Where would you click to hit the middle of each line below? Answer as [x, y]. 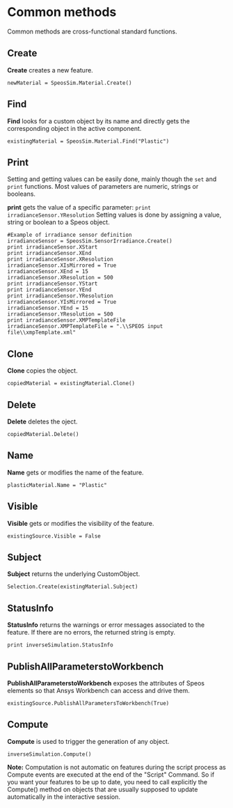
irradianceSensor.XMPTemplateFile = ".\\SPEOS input [85, 327]
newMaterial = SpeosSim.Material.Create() [70, 83]
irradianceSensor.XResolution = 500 [60, 278]
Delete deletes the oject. [42, 421]
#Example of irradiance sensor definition [70, 235]
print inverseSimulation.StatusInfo [60, 645]
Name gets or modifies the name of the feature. [75, 472]
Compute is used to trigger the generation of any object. [88, 741]
